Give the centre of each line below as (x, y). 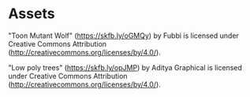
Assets (32, 14)
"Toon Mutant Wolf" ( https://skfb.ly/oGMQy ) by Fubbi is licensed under (123, 35)
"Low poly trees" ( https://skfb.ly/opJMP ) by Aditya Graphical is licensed (125, 67)
